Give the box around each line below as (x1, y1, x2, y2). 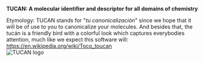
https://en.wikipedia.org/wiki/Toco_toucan (6, 42, 113, 49)
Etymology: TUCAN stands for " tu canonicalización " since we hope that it (6, 17, 192, 23)
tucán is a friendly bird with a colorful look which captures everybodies (6, 29, 185, 37)
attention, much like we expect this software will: (6, 36, 128, 43)
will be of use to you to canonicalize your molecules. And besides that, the (6, 23, 193, 30)
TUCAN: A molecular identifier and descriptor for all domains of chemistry (6, 5, 199, 12)
